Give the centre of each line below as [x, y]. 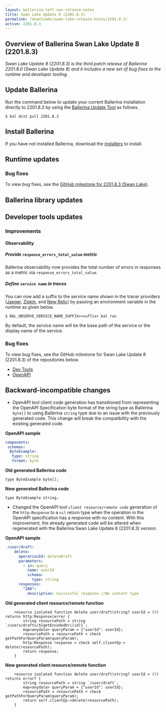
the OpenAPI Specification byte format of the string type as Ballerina [83, 407]
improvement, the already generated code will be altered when [77, 523]
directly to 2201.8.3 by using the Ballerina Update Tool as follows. [72, 107]
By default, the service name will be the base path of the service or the [78, 325]
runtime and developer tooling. [37, 74]
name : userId [41, 570]
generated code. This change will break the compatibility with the [79, 418]
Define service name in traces [36, 284]
